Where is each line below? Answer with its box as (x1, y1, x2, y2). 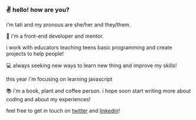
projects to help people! (6, 50, 64, 58)
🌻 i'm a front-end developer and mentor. (6, 32, 104, 40)
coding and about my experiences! (6, 96, 91, 103)
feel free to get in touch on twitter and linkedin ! (6, 107, 120, 114)
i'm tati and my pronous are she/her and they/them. (6, 21, 131, 28)
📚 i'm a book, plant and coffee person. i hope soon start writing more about (6, 88, 191, 95)
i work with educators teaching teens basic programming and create (6, 44, 172, 51)
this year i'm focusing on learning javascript (6, 76, 113, 83)
